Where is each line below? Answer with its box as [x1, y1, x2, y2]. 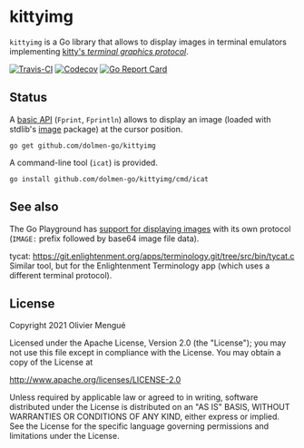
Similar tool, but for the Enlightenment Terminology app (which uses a [9, 260, 270, 271]
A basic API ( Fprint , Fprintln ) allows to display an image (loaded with [9, 113, 271, 124]
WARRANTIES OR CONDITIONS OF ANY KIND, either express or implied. [9, 411, 279, 423]
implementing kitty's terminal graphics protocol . [9, 45, 189, 56]
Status [9, 90, 48, 105]
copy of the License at [9, 356, 93, 368]
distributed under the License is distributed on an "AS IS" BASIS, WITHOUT [9, 402, 290, 413]
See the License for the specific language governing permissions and [9, 421, 270, 432]
